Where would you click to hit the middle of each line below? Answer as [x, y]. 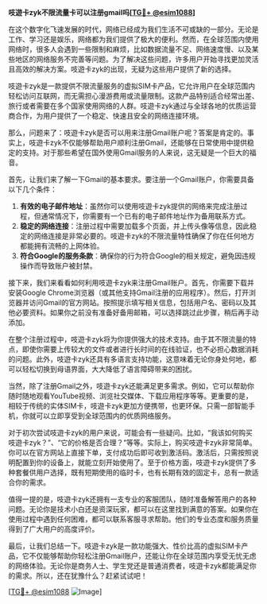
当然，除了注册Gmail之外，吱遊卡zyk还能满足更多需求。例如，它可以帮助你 [131, 386]
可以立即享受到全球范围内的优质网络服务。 [105, 416]
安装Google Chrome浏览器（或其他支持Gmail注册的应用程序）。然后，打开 [129, 292]
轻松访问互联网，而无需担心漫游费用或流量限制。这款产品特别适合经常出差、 [133, 96]
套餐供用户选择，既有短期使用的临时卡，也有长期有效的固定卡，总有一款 [133, 472]
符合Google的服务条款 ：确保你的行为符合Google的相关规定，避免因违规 [137, 256]
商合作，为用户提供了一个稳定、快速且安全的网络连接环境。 [106, 116]
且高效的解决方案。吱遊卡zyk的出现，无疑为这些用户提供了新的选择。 [122, 69]
